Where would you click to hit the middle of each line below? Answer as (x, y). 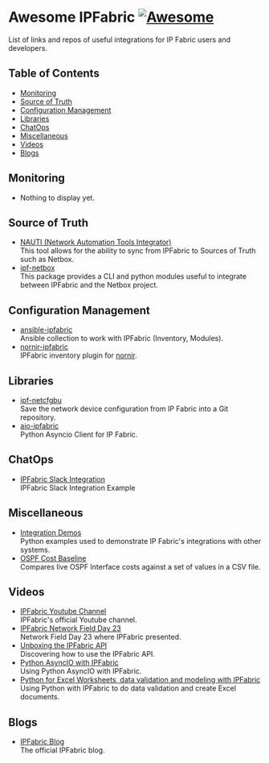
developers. (28, 48)
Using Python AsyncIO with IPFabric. (81, 671)
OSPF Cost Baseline (53, 558)
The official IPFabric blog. (63, 750)
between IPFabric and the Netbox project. (89, 285)
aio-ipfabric (39, 426)
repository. (38, 417)
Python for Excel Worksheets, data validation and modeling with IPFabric (140, 680)
